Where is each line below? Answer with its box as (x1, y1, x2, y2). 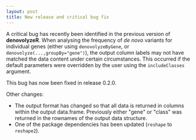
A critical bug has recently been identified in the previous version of (6, 30, 171, 37)
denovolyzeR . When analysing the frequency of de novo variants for (6, 36, 172, 44)
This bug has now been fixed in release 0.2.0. (6, 79, 117, 86)
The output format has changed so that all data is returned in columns (14, 102, 184, 109)
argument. (6, 68, 31, 75)
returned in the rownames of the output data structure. (14, 114, 147, 121)
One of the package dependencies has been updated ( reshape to (14, 121, 172, 128)
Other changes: (6, 91, 44, 98)
